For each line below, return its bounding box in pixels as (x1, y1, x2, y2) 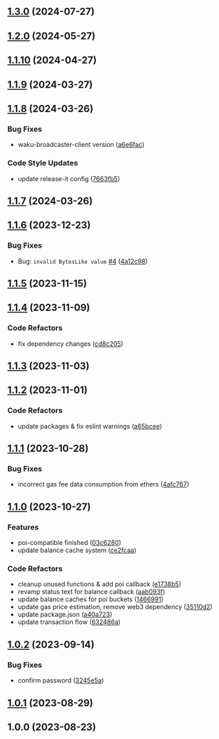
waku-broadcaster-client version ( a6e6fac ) (17, 141, 145, 149)
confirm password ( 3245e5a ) (17, 676, 105, 685)
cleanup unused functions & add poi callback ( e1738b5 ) (17, 580, 182, 588)
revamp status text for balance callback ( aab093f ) (17, 588, 165, 596)
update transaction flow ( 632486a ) (17, 618, 121, 626)
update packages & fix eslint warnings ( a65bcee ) (17, 422, 163, 430)
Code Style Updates (7, 158, 78, 168)
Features (7, 522, 39, 532)
